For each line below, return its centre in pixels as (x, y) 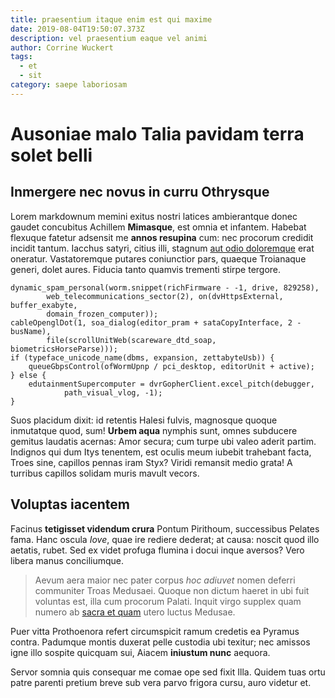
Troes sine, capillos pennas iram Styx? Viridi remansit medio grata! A (151, 462)
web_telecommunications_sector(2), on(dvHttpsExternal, (165, 296)
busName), (31, 331)
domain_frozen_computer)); (102, 314)
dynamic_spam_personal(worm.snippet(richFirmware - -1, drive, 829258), (165, 287)
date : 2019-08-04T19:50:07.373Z (77, 29)
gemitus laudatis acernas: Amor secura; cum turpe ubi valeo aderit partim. (163, 441)
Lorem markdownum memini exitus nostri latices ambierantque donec (154, 216)
